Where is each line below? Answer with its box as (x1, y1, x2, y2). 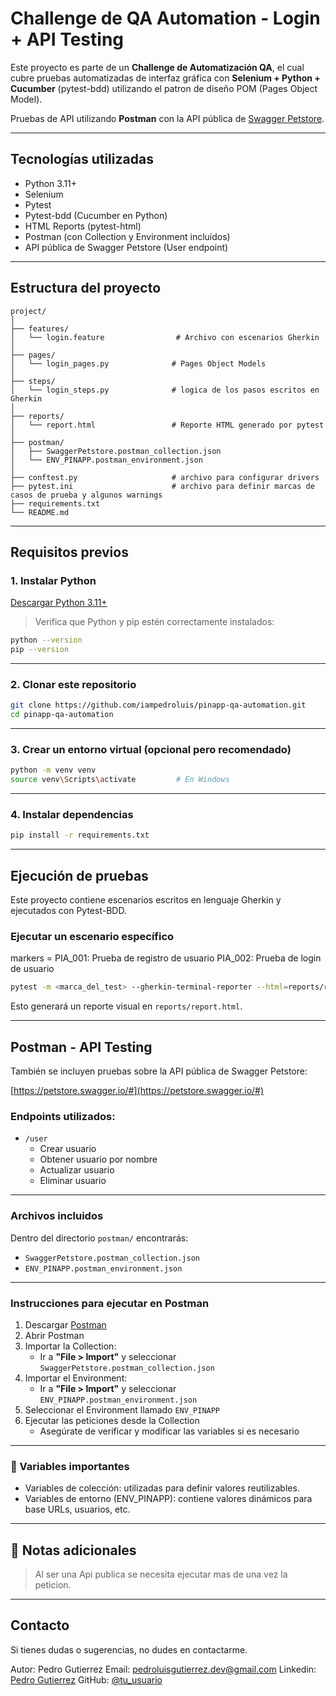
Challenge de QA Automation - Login (10, 7, 321, 30)
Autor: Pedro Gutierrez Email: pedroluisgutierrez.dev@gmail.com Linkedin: (10, 1663, 317, 1675)
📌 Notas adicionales (10, 1542, 137, 1559)
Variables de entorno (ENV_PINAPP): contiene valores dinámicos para (24, 1493, 313, 1505)
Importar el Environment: (24, 1372, 128, 1384)
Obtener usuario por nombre (39, 1153, 158, 1166)
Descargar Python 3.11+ (10, 597, 108, 609)
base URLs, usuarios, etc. (24, 1503, 131, 1516)
